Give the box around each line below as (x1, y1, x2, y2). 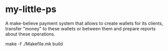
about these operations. (5, 31, 55, 37)
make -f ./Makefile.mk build (5, 40, 63, 46)
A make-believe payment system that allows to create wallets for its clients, (5, 20, 163, 26)
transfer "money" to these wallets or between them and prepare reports (5, 25, 156, 31)
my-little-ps (5, 4, 57, 15)
